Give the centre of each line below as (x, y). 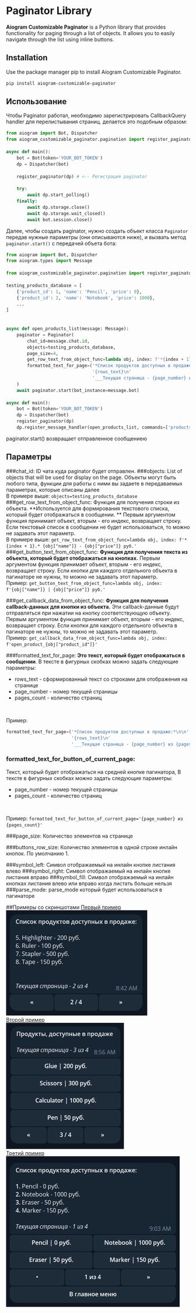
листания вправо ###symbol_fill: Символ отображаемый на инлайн (90, 877)
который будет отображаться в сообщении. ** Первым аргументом (91, 514)
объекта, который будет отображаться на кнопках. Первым (83, 558)
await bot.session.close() (60, 220)
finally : (27, 201)
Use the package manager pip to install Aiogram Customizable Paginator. (94, 72)
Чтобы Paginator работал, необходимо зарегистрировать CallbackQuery (96, 116)
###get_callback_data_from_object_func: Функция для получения (87, 600)
